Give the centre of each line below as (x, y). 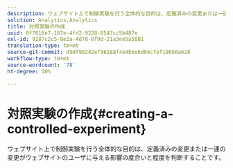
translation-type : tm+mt (43, 46)
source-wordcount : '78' (42, 65)
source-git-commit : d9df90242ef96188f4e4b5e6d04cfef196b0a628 (99, 53)
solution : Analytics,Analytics (52, 20)
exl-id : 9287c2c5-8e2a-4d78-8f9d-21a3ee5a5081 (76, 39)
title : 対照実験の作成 (36, 26)
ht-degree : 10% (29, 71)
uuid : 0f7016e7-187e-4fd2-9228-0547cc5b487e (72, 33)
